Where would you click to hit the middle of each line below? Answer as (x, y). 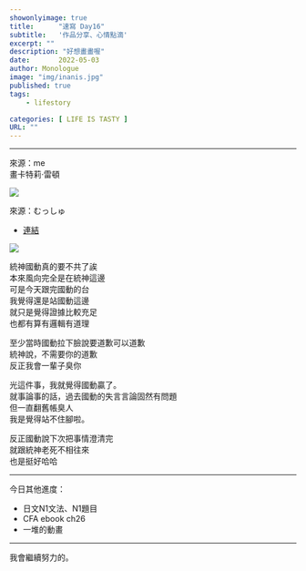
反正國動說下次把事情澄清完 (61, 439)
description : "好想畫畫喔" (57, 52)
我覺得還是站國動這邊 (49, 301)
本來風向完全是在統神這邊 (57, 278)
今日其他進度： (37, 489)
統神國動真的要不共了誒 (53, 267)
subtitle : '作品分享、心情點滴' (69, 35)
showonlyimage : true (49, 18)
